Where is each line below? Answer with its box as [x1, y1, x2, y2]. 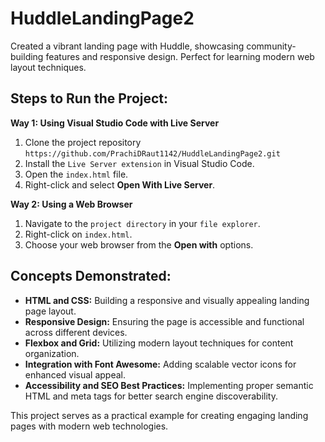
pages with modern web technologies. [10, 420, 169, 432]
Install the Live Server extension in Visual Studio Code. [24, 157, 255, 169]
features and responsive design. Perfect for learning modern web [45, 50, 315, 62]
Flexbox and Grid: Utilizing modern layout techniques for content [24, 337, 294, 349]
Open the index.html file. [24, 168, 129, 180]
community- [246, 40, 297, 52]
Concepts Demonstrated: [10, 268, 172, 285]
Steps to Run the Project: [10, 90, 169, 107]
